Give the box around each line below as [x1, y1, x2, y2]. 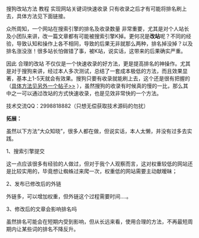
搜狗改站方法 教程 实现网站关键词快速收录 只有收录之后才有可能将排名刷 [6, 5, 182, 12]
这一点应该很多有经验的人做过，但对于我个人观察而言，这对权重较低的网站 [6, 160, 188, 167]
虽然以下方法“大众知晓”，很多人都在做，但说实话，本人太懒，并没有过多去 [6, 128, 188, 135]
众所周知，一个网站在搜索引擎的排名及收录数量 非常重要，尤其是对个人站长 [6, 26, 190, 32]
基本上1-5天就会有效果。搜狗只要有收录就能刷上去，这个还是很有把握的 [16, 75, 191, 82]
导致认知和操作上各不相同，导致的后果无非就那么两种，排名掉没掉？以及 [16, 40, 193, 47]
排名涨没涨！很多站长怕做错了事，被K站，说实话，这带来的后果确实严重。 [6, 47, 187, 55]
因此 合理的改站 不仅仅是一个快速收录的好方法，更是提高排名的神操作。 [6, 60, 181, 67]
